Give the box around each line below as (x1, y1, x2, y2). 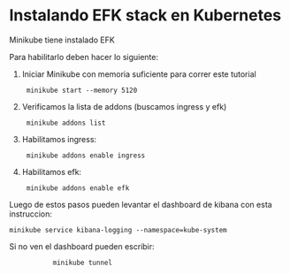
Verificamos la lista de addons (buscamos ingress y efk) (21, 101, 227, 111)
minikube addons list (26, 118, 106, 127)
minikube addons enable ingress (26, 151, 146, 160)
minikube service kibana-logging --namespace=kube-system (9, 225, 227, 234)
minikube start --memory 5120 (26, 86, 138, 95)
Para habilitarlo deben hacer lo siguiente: (9, 51, 159, 62)
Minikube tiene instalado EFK (9, 34, 115, 45)
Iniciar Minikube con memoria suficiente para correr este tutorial (21, 68, 256, 80)
